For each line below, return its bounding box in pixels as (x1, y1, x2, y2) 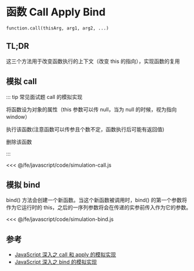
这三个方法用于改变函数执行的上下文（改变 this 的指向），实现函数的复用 (6, 57, 180, 65)
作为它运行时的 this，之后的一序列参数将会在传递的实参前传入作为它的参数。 (6, 204, 192, 211)
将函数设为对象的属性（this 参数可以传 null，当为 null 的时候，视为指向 (6, 105, 178, 113)
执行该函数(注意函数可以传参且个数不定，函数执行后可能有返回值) (6, 125, 165, 133)
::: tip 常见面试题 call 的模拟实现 (6, 93, 83, 100)
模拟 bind (6, 180, 41, 190)
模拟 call (6, 77, 37, 87)
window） (6, 113, 31, 120)
